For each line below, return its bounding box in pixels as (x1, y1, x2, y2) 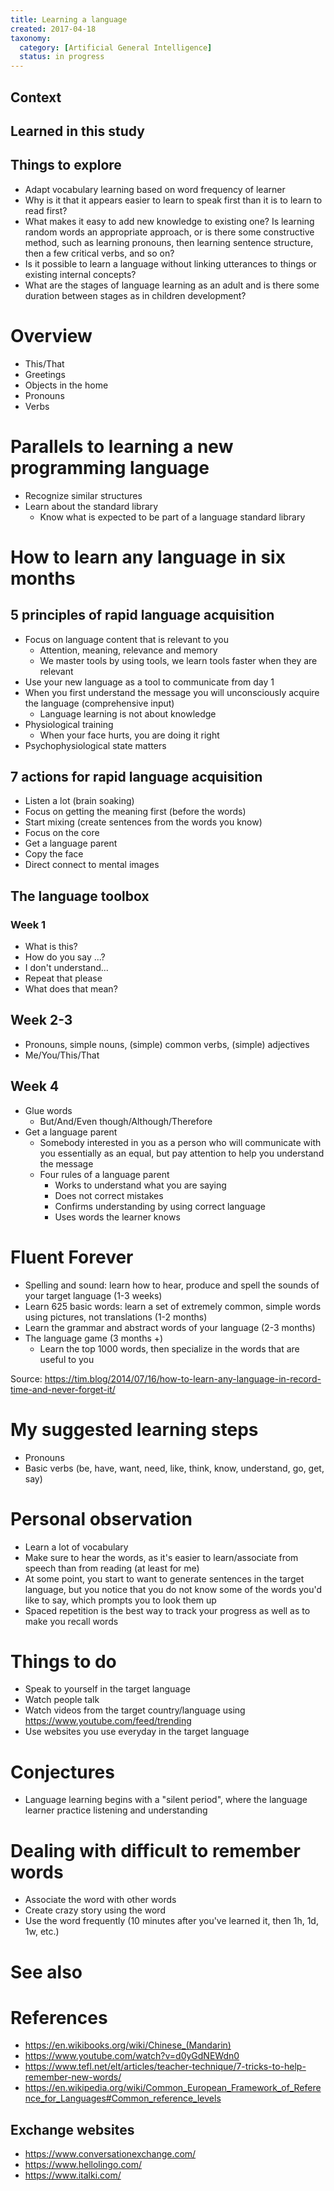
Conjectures (10, 1761, 115, 1783)
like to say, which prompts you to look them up (24, 1594, 217, 1606)
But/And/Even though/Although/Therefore (39, 1115, 213, 1127)
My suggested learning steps (10, 1418, 259, 1441)
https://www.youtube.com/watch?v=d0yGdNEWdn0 (24, 2050, 240, 2062)
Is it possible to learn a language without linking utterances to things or (24, 257, 317, 270)
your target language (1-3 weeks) (24, 1289, 163, 1301)
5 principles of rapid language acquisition (10, 607, 275, 624)
